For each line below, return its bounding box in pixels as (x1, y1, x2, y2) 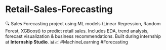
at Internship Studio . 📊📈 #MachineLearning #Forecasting (5, 39, 128, 45)
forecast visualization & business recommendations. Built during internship (5, 33, 161, 39)
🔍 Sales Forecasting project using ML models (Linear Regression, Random (5, 20, 161, 26)
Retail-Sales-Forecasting (5, 4, 113, 15)
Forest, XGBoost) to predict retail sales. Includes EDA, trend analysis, (5, 28, 149, 34)
